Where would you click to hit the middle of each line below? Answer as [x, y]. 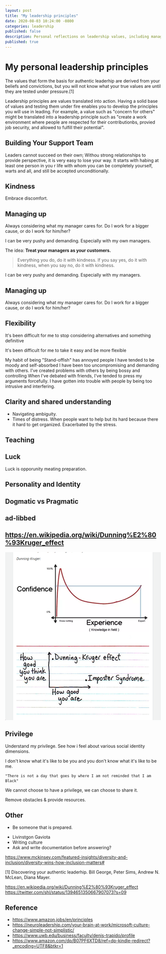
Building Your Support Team [49, 143]
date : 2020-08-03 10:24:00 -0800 [40, 21]
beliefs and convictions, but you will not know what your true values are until [83, 86]
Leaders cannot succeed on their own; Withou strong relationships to [76, 155]
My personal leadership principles [77, 67]
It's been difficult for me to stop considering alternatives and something [78, 335]
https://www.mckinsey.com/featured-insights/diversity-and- [66, 857]
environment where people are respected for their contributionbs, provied [80, 122]
